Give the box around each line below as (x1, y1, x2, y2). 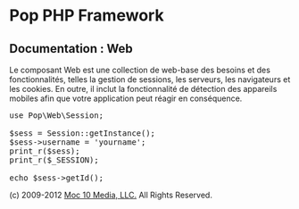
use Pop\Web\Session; (9, 111, 104, 121)
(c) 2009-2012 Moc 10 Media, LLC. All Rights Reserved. (9, 189, 212, 200)
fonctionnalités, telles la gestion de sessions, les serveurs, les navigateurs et (9, 74, 291, 85)
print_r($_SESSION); (9, 155, 100, 165)
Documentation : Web (9, 41, 133, 56)
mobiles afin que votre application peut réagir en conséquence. (9, 93, 243, 104)
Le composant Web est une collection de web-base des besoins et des (9, 64, 270, 75)
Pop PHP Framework (9, 5, 164, 26)
